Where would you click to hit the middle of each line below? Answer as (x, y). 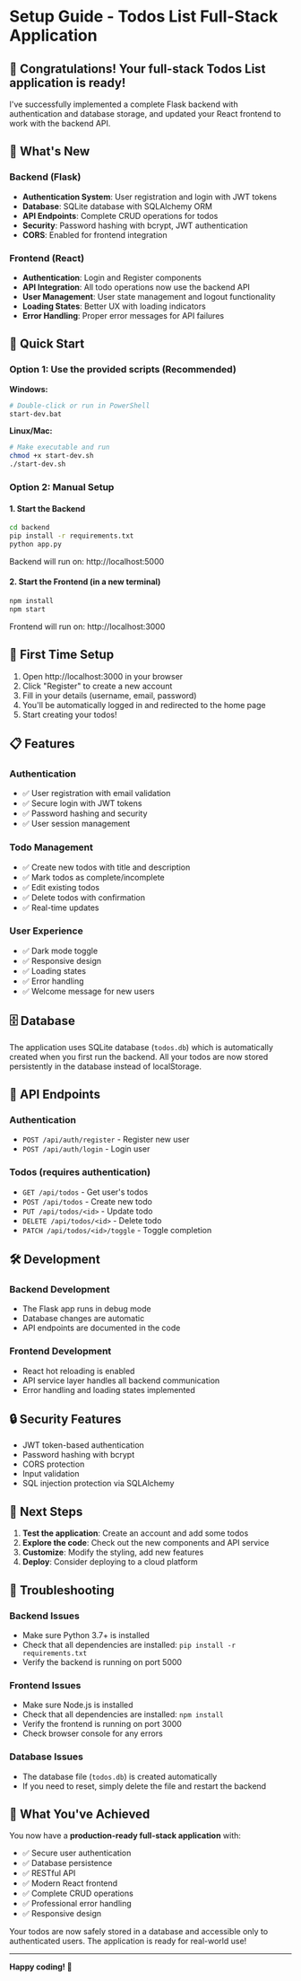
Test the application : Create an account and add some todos (135, 1533)
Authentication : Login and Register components (112, 277)
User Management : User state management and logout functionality (149, 296)
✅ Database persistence (67, 1863)
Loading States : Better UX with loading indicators (114, 306)
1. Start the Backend (47, 508)
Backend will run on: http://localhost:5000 (87, 561)
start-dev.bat (36, 414)
